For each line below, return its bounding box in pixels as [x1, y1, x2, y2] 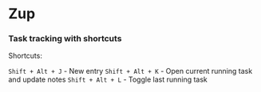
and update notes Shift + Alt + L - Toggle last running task [8, 75, 208, 84]
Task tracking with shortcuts [8, 33, 122, 44]
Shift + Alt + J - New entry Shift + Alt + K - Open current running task [8, 67, 253, 76]
